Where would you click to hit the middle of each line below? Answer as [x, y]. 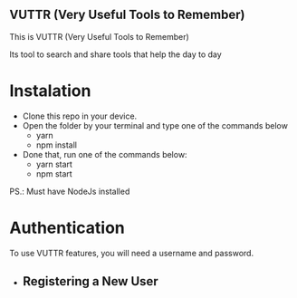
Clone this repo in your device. [80, 116]
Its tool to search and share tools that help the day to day [115, 54]
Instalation [50, 91]
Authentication [67, 228]
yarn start [54, 164]
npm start [54, 173]
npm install [56, 145]
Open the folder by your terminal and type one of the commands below [155, 125]
